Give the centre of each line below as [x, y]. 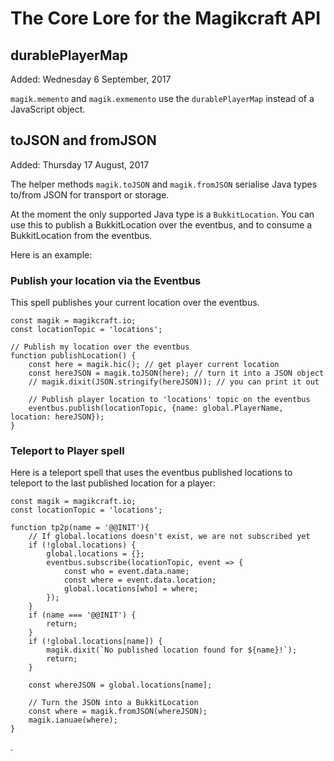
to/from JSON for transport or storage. [90, 194]
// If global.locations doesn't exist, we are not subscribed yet [169, 537]
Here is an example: [51, 254]
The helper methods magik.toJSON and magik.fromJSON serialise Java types [164, 184]
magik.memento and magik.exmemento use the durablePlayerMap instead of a [162, 98]
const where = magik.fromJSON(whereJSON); [118, 712]
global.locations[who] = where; [131, 589]
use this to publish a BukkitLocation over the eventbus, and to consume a [161, 224]
